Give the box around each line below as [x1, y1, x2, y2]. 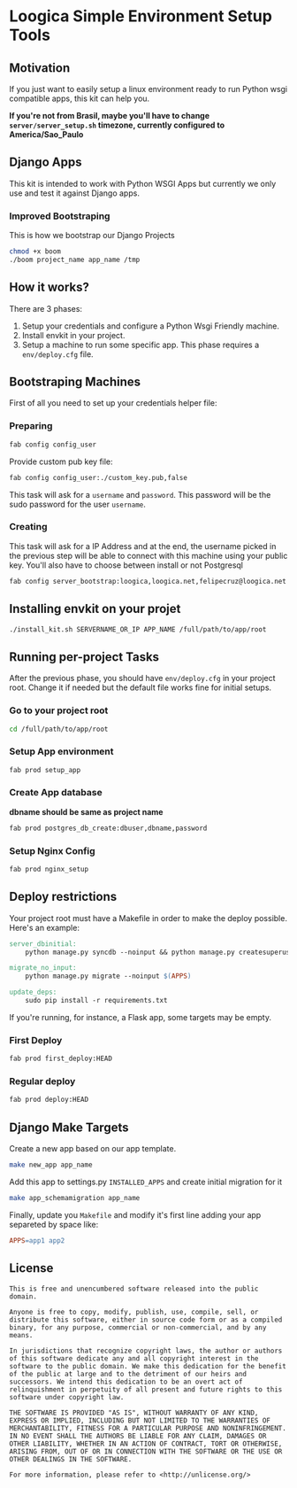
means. [9, 1330, 34, 1339]
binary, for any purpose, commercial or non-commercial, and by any [9, 1322, 267, 1332]
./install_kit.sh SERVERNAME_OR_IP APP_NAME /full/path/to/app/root [9, 624, 267, 634]
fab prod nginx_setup [9, 865, 89, 874]
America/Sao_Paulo [9, 129, 84, 139]
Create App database [9, 787, 103, 799]
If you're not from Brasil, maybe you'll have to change [9, 111, 210, 120]
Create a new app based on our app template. [9, 1143, 177, 1154]
